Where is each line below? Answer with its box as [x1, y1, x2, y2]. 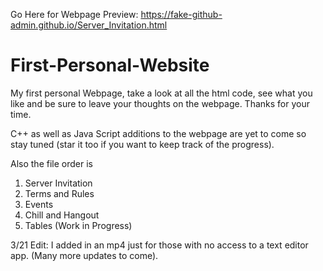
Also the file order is [10, 157, 93, 169]
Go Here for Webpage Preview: [10, 9, 139, 20]
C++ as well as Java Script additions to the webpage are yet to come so [10, 127, 307, 139]
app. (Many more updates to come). [10, 249, 159, 261]
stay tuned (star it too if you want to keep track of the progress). [10, 138, 275, 150]
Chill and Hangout [24, 209, 100, 221]
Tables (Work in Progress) [24, 219, 133, 231]
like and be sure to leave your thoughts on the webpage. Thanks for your [10, 97, 310, 109]
